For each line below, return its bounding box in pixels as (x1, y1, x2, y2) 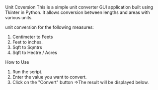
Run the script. (12, 69, 43, 75)
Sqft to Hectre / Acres (12, 49, 57, 55)
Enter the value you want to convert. (12, 74, 87, 80)
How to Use (5, 59, 29, 65)
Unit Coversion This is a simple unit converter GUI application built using (5, 4, 154, 10)
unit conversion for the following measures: (5, 24, 94, 30)
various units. (5, 15, 33, 20)
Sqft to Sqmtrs (12, 45, 42, 50)
